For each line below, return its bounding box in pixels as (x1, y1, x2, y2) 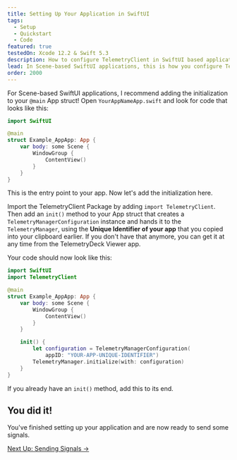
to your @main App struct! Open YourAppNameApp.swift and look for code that (7, 96, 228, 104)
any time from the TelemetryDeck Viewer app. (7, 240, 141, 248)
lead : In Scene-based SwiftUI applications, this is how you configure (7, 63, 222, 70)
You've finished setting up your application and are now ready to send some (7, 423, 229, 432)
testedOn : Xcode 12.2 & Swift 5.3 (7, 50, 109, 57)
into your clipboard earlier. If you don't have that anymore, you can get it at (7, 232, 225, 241)
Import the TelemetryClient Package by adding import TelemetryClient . (7, 202, 216, 211)
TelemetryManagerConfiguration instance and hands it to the (7, 217, 182, 226)
